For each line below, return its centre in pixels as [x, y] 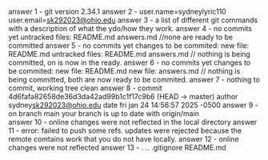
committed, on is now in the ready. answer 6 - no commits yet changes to [130, 62]
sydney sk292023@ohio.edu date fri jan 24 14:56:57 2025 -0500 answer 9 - [133, 105]
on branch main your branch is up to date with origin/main [104, 114]
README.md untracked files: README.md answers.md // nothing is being [129, 54]
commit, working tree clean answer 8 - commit [85, 88]
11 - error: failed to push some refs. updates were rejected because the [125, 130]
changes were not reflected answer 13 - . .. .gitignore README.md [117, 148]
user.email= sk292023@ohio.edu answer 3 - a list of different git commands [133, 20]
